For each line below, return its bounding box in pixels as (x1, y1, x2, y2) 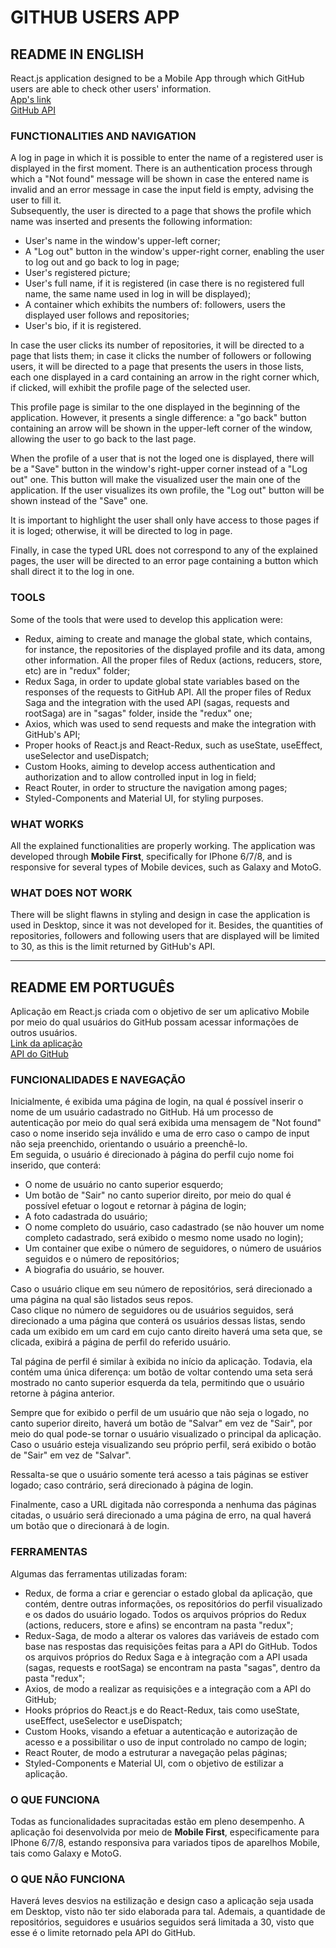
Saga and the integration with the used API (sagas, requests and (24, 696, 290, 708)
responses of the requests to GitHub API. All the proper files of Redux (24, 686, 312, 698)
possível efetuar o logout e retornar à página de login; (24, 1200, 247, 1212)
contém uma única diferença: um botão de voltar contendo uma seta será (10, 1366, 313, 1378)
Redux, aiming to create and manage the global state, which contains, (24, 632, 313, 645)
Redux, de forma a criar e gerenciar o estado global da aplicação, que (24, 1587, 313, 1599)
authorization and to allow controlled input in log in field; (24, 771, 257, 783)
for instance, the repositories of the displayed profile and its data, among (24, 643, 326, 655)
